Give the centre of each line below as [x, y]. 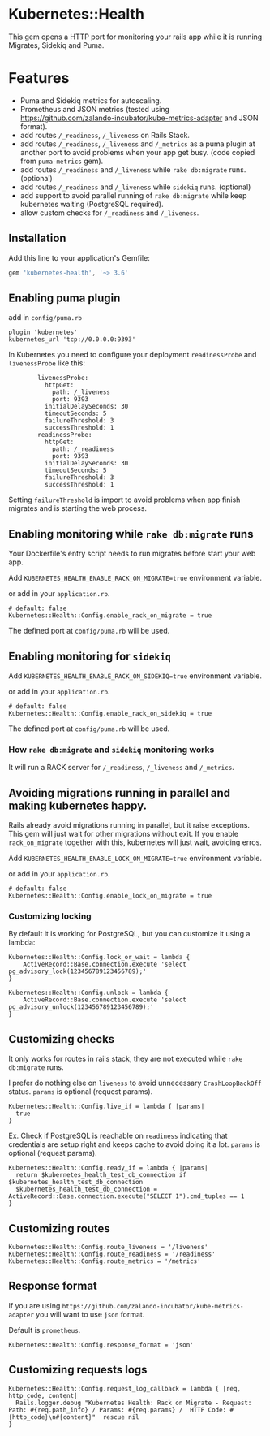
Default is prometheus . [45, 1330]
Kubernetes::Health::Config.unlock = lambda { [88, 993]
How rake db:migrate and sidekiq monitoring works [111, 750]
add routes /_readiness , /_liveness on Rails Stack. [105, 135]
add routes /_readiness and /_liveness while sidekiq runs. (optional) [135, 187]
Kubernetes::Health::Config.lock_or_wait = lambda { [99, 958]
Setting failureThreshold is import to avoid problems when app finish [124, 500]
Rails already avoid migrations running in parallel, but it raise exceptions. [129, 825]
